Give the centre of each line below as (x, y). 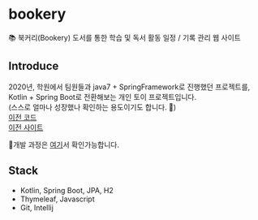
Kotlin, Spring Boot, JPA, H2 (67, 190)
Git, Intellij (37, 207)
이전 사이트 (26, 127)
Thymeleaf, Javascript (57, 199)
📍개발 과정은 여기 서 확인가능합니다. (64, 145)
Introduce (34, 66)
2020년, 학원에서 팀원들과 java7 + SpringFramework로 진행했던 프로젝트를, (129, 87)
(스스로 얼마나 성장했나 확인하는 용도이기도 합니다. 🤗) (92, 107)
